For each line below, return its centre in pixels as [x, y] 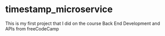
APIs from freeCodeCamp [32, 28]
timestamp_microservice [59, 9]
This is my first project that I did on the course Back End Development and [83, 23]
